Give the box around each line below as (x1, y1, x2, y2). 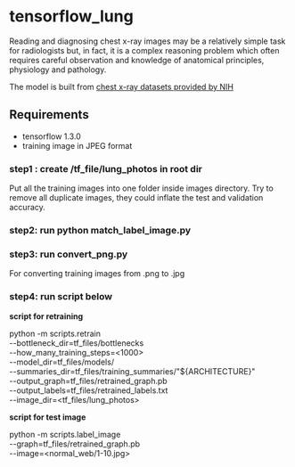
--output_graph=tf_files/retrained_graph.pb (9, 375, 168, 386)
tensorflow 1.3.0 (21, 131, 82, 142)
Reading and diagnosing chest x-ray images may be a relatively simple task (9, 36, 286, 46)
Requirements (9, 107, 89, 122)
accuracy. (9, 202, 46, 213)
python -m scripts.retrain (9, 328, 101, 339)
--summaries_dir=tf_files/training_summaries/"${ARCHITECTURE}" (9, 365, 256, 376)
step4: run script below (9, 291, 113, 303)
